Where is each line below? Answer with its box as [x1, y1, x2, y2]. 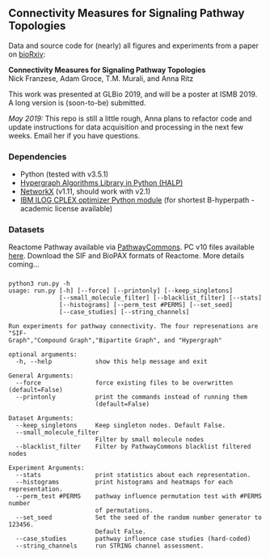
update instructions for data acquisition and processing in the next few [8, 121, 244, 132]
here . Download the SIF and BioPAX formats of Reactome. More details [8, 251, 245, 261]
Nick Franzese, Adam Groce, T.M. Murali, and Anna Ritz [8, 73, 194, 83]
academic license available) [19, 204, 113, 214]
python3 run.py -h [8, 279, 70, 288]
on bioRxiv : [8, 49, 46, 59]
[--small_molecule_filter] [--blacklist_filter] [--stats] [59, 294, 263, 302]
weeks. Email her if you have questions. [8, 130, 141, 140]
